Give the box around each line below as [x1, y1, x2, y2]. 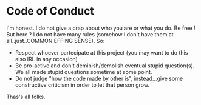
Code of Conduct [6, 4, 94, 18]
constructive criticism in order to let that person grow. [15, 81, 150, 89]
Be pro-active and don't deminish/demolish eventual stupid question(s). [15, 62, 195, 69]
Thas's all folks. [6, 93, 46, 100]
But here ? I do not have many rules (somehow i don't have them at [6, 30, 174, 38]
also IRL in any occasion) [15, 55, 78, 63]
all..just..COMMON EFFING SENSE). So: [6, 37, 105, 44]
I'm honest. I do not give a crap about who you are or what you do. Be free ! [6, 24, 196, 32]
